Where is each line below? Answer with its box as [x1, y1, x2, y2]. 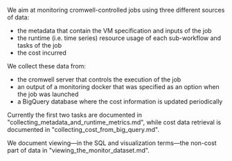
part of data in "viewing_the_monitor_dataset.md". [7, 146, 150, 154]
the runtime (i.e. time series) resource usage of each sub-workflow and [17, 34, 222, 42]
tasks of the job [17, 41, 62, 49]
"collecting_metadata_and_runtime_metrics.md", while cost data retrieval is [7, 118, 222, 126]
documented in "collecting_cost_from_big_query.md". [7, 126, 159, 133]
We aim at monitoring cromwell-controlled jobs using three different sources [7, 6, 225, 14]
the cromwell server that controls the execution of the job [17, 75, 181, 84]
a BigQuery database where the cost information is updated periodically [17, 97, 223, 106]
